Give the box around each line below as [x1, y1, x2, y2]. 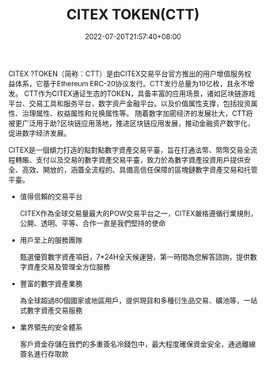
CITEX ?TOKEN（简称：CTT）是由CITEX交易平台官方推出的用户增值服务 [8, 69, 245, 78]
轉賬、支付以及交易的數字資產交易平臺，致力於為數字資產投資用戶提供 [14, 154, 244, 164]
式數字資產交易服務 [19, 305, 83, 315]
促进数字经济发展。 [8, 128, 71, 138]
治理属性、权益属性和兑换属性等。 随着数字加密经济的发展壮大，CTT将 [21, 109, 253, 118]
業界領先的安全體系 [19, 322, 83, 332]
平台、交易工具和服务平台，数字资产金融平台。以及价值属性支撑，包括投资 [8, 98, 251, 108]
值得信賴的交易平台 [19, 192, 83, 201]
